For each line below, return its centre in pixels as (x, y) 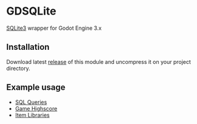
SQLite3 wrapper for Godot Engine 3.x (54, 28)
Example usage (36, 87)
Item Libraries (32, 115)
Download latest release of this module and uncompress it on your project (98, 61)
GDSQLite (31, 11)
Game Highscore (36, 108)
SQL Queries (31, 102)
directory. (18, 68)
